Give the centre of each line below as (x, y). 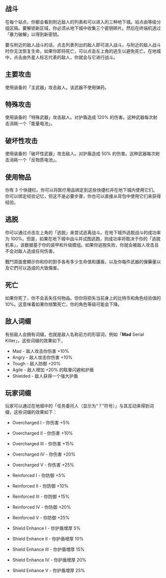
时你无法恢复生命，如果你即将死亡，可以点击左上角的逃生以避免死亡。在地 (81, 51)
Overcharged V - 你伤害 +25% (43, 465)
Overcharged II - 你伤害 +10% (42, 433)
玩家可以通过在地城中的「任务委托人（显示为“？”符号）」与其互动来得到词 (80, 406)
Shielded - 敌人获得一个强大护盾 (45, 376)
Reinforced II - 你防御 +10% (40, 486)
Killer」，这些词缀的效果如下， (35, 340)
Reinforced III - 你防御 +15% (41, 496)
